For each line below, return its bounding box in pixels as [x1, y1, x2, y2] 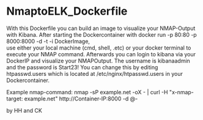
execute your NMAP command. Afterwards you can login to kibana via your [6, 50, 196, 58]
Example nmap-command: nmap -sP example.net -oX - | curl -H [6, 88, 168, 96]
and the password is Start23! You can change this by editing [6, 63, 158, 71]
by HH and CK [6, 107, 43, 114]
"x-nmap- [169, 88, 194, 96]
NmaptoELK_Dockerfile [6, 4, 128, 18]
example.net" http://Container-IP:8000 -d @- [24, 95, 138, 102]
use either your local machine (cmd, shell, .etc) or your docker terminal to [6, 44, 191, 51]
